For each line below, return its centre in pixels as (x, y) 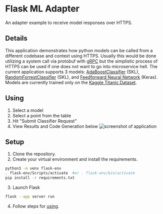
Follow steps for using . (36, 206)
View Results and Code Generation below (55, 126)
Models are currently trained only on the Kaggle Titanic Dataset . (71, 82)
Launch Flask (26, 187)
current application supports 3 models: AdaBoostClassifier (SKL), (72, 72)
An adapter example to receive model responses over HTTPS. (69, 23)
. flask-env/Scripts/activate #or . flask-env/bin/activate (70, 173)
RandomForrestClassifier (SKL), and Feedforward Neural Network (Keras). (81, 77)
